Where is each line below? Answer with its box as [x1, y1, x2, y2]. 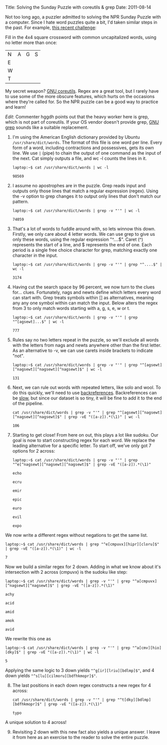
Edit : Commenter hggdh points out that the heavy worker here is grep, [5, 114, 149, 120]
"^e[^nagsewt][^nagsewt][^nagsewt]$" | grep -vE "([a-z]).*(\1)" [12, 462, 151, 467]
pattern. [12, 199, 29, 204]
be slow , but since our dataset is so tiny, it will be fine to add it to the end [12, 395, 162, 401]
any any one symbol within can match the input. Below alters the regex [12, 300, 158, 306]
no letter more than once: [5, 40, 57, 46]
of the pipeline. [12, 401, 44, 406]
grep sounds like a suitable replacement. [5, 125, 89, 130]
